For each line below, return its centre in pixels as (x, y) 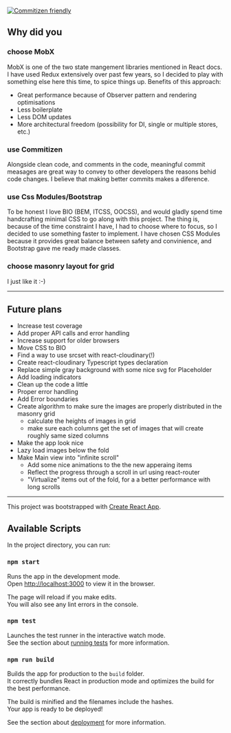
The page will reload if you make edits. (62, 597)
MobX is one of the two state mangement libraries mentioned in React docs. (115, 67)
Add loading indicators (49, 377)
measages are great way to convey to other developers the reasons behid (112, 172)
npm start (23, 562)
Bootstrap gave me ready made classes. (64, 249)
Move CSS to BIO (42, 348)
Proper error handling (48, 392)
